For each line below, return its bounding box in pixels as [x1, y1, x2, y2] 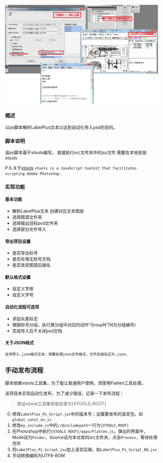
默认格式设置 [5, 274, 31, 280]
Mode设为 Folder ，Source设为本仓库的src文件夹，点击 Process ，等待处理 [12, 434, 158, 440]
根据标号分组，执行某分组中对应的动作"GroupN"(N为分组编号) [12, 322, 136, 328]
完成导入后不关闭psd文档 [12, 328, 63, 333]
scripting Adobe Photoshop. [5, 171, 62, 176]
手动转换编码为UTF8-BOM [12, 452, 65, 458]
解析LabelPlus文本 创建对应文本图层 [12, 208, 84, 214]
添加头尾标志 [12, 315, 38, 321]
